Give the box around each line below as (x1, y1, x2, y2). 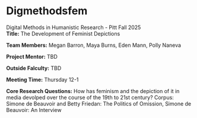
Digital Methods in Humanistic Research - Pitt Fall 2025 (6, 24, 141, 31)
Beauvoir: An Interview (6, 106, 62, 113)
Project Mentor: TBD (6, 53, 58, 60)
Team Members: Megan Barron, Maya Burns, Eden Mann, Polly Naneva (6, 42, 182, 49)
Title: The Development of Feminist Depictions (6, 30, 120, 37)
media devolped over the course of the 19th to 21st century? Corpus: (6, 94, 174, 101)
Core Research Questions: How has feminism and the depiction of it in (6, 87, 180, 94)
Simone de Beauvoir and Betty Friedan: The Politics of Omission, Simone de (6, 100, 192, 107)
